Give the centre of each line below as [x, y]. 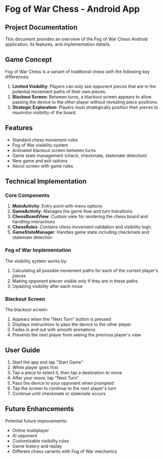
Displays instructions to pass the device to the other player [72, 324]
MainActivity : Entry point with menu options [57, 206]
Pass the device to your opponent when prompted [63, 383]
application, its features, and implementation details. [58, 44]
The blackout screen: [27, 309]
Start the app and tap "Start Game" [48, 362]
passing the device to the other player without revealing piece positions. [85, 102]
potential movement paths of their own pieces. [59, 92]
